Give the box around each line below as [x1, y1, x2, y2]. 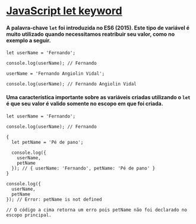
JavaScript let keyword [6, 4, 123, 18]
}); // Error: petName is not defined [6, 196, 102, 203]
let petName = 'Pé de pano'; [11, 139, 84, 145]
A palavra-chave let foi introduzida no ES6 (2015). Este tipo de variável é [6, 24, 190, 31]
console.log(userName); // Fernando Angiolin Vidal [6, 81, 137, 87]
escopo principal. [6, 212, 52, 218]
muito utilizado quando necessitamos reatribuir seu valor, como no [6, 30, 175, 37]
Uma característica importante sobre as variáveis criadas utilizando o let [6, 93, 191, 100]
